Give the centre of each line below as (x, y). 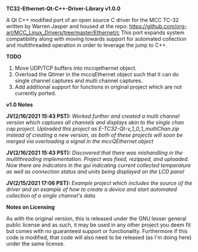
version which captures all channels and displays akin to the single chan (95, 122)
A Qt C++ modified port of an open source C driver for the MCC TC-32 (92, 20)
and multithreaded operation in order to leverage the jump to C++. (87, 45)
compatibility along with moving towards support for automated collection (96, 39)
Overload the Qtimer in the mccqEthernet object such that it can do (97, 74)
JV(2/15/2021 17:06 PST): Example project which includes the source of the (99, 183)
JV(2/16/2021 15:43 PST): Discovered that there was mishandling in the (95, 153)
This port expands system (153, 33)
